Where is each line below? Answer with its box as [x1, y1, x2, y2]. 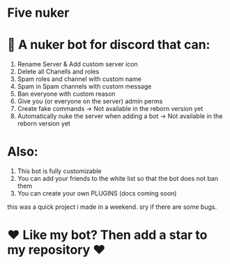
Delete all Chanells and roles [17, 68, 100, 76]
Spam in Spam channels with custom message [17, 82, 152, 91]
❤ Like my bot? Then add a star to [7, 227, 208, 243]
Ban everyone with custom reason [17, 89, 116, 98]
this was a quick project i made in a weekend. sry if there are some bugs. [7, 203, 217, 211]
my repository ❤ [7, 242, 106, 258]
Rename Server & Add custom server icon [17, 60, 138, 68]
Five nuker [7, 5, 70, 21]
